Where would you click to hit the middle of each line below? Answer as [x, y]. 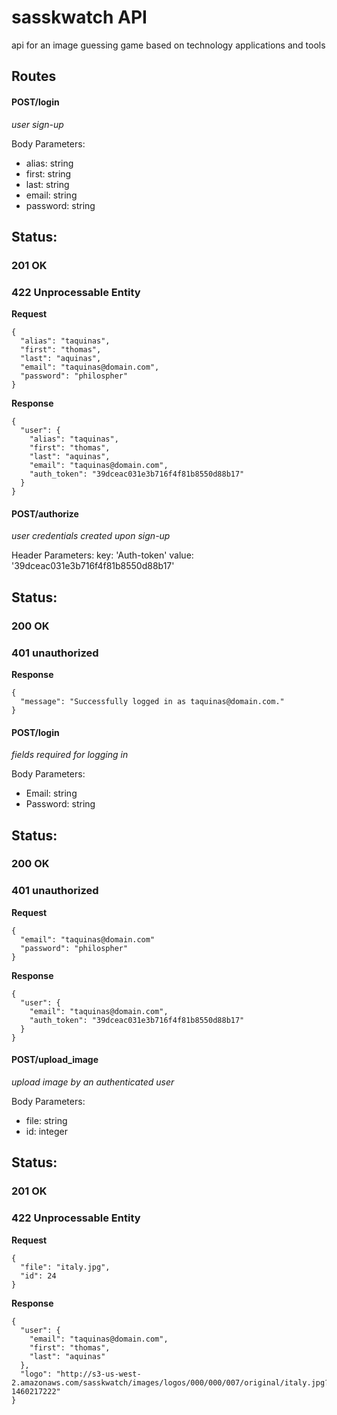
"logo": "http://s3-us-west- [81, 1374]
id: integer [47, 1131]
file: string [46, 1120]
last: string [47, 184]
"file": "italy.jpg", [65, 1267]
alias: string [49, 163]
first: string [48, 173]
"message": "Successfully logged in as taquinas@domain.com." [152, 701]
